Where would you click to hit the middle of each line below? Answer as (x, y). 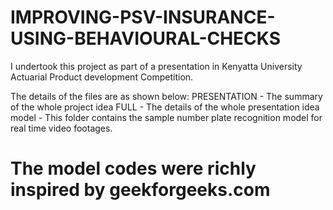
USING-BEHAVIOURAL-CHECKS (146, 38)
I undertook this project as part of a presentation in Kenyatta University (156, 66)
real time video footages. (61, 128)
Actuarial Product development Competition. (102, 77)
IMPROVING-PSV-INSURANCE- (143, 17)
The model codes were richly (133, 168)
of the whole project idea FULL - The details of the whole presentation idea (165, 107)
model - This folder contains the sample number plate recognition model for (166, 117)
